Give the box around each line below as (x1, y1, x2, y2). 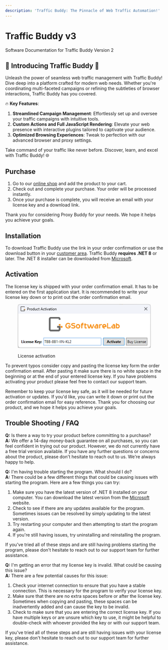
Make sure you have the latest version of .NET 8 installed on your (12, 489, 147, 495)
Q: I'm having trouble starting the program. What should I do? (5, 469, 132, 475)
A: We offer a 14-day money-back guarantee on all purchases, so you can (5, 438, 158, 444)
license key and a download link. (12, 202, 80, 208)
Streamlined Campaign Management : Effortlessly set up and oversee (12, 111, 158, 117)
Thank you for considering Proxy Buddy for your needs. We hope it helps (5, 211, 156, 218)
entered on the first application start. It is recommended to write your (5, 289, 148, 295)
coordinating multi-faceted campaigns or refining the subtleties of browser (5, 85, 159, 91)
